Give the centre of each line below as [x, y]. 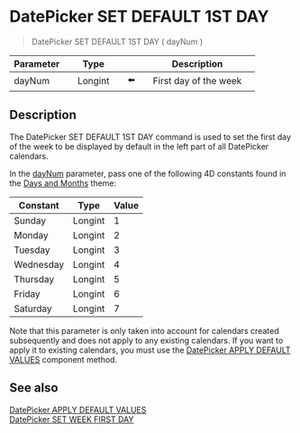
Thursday [34, 279]
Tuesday [32, 250]
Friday [27, 293]
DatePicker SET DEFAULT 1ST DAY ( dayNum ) [117, 41]
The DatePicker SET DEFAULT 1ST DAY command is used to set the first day [150, 136]
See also [34, 388]
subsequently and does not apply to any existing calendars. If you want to [146, 340]
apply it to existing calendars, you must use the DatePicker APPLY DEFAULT [150, 350]
